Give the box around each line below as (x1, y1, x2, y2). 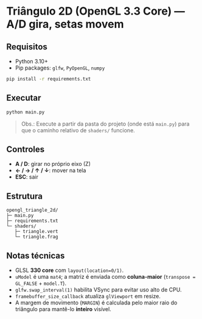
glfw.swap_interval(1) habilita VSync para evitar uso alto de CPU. (15, 286, 182, 293)
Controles (6, 144, 45, 154)
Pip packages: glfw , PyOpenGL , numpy (15, 64, 105, 71)
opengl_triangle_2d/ (6, 207, 59, 213)
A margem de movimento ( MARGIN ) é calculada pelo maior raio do (15, 299, 178, 306)
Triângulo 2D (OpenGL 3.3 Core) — (6, 4, 186, 18)
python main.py (6, 109, 45, 115)
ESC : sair (15, 173, 38, 181)
